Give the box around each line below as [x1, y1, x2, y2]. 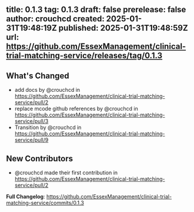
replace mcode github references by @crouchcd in [14, 105, 138, 112]
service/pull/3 [14, 118, 49, 125]
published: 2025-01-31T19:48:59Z [58, 23, 188, 33]
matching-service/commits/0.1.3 [6, 200, 84, 207]
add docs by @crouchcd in [14, 87, 81, 94]
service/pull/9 [14, 137, 49, 144]
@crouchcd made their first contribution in [14, 169, 118, 176]
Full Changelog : [6, 193, 45, 200]
